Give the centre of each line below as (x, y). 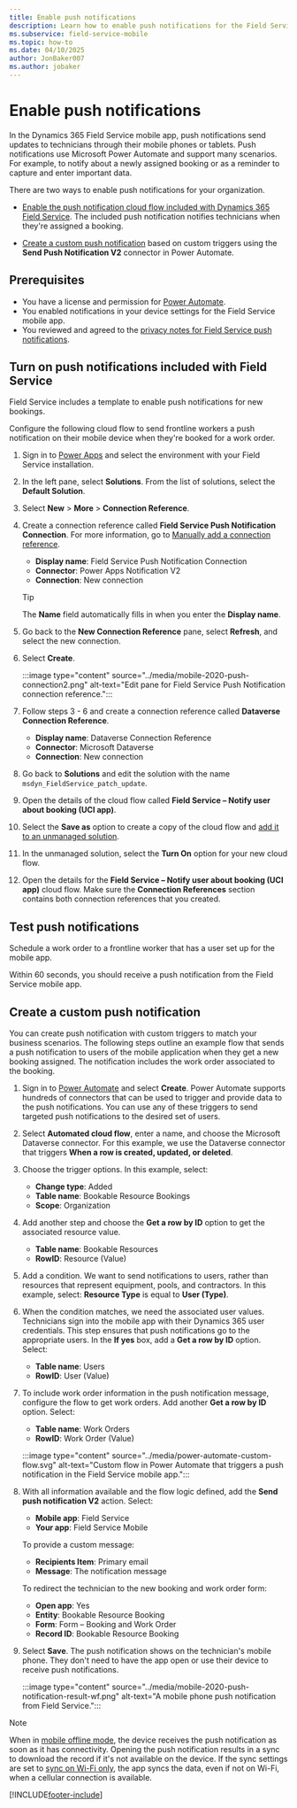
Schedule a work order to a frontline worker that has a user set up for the (142, 948)
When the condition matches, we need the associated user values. (143, 1312)
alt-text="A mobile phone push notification (199, 1696)
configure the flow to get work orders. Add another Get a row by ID (144, 1402)
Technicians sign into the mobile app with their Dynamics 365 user (143, 1321)
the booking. (32, 1071)
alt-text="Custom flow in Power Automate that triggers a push (171, 1465)
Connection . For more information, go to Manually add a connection (146, 535)
